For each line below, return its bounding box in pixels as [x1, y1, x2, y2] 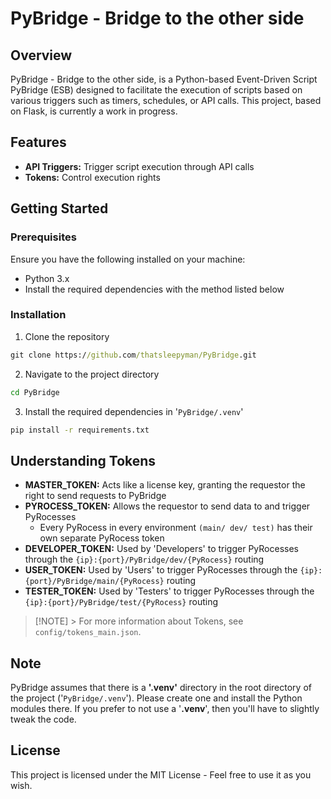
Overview [10, 47, 73, 64]
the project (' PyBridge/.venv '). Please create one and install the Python [10, 692, 303, 704]
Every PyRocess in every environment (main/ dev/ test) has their [39, 522, 313, 534]
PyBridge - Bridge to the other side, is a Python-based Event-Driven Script [10, 73, 318, 85]
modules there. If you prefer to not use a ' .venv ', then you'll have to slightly [10, 703, 320, 715]
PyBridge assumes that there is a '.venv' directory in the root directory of [10, 682, 312, 694]
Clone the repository [24, 330, 110, 342]
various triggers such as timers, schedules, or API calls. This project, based [10, 95, 322, 106]
